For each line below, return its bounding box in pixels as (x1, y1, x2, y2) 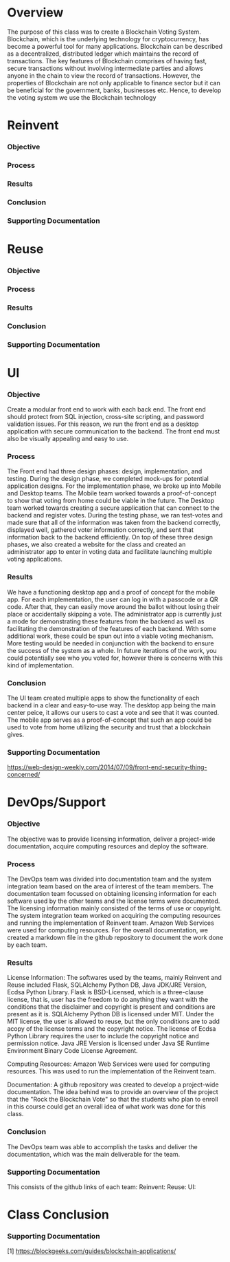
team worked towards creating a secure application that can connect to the (7, 504, 220, 512)
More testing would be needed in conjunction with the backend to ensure (7, 639, 214, 648)
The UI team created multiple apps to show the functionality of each (7, 694, 200, 702)
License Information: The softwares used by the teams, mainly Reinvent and (7, 974, 222, 982)
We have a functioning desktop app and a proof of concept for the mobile (7, 588, 216, 596)
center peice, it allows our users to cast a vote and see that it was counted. (7, 708, 220, 716)
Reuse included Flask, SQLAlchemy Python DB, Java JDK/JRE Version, (7, 981, 207, 989)
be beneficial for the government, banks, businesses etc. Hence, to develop (7, 86, 222, 94)
